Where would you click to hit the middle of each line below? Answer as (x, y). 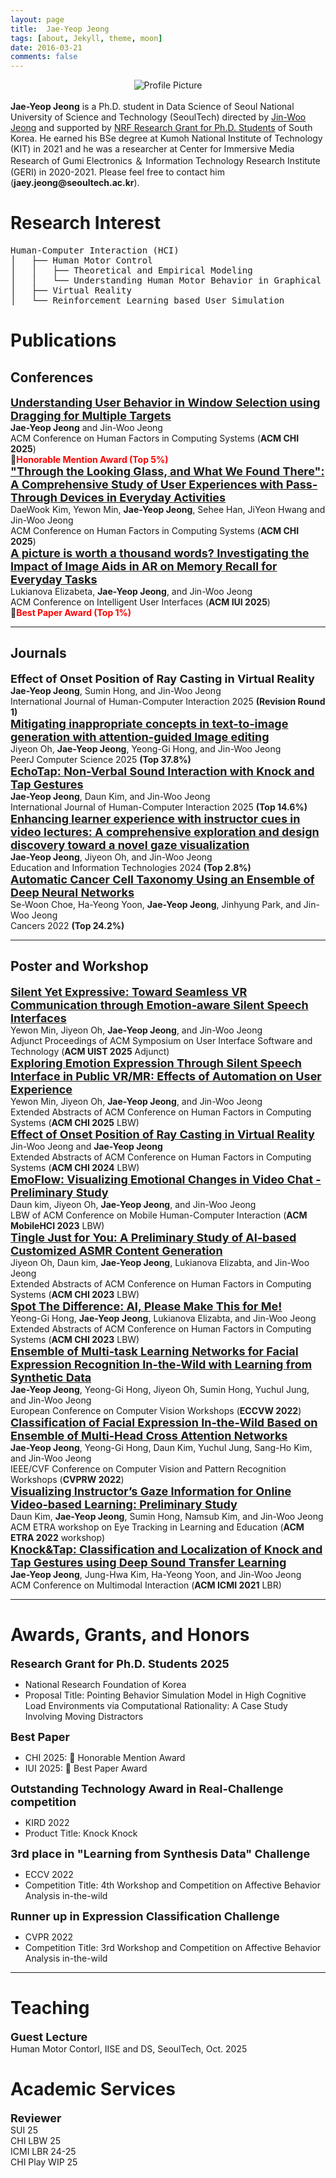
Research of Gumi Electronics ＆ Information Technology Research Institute (165, 161)
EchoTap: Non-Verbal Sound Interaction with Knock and (162, 771)
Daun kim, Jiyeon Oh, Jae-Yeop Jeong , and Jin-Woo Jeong (133, 1204)
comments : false (44, 57)
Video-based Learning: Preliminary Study (124, 1504)
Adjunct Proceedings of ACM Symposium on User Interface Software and (161, 1040)
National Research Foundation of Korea (105, 1684)
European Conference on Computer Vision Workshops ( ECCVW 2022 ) (156, 1410)
